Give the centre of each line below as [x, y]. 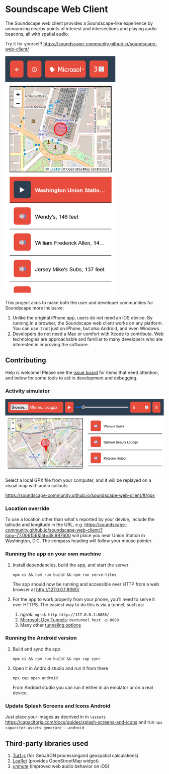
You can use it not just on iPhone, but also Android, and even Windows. [87, 328]
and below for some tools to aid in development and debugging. [71, 378]
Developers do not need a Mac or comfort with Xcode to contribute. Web [88, 334]
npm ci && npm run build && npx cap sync [56, 659]
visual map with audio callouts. [37, 485]
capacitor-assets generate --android [45, 728]
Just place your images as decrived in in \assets [56, 717]
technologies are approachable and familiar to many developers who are [88, 339]
